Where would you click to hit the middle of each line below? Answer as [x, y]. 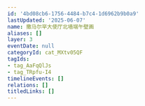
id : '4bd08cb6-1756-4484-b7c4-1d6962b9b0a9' [73, 14]
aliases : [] [25, 33]
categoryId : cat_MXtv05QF [45, 53]
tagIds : [19, 59]
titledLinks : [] [31, 91]
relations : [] [28, 85]
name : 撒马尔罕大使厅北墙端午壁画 [51, 26]
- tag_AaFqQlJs [29, 66]
